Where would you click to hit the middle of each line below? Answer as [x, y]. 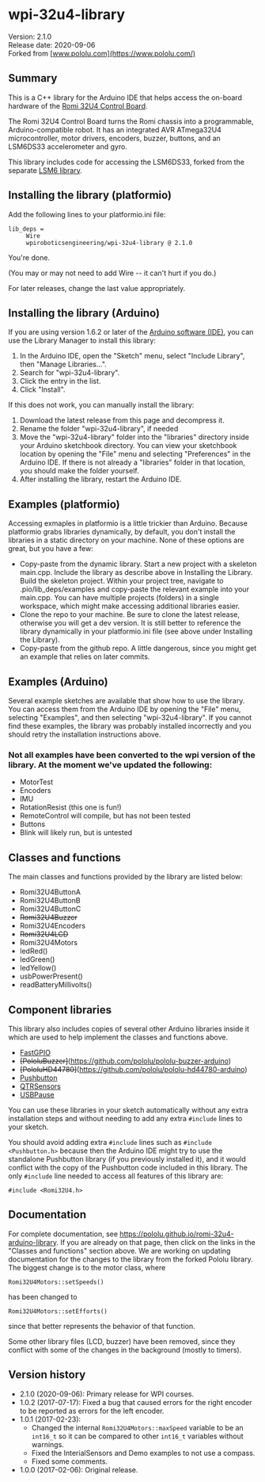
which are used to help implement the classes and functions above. [118, 1037]
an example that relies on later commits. [85, 657]
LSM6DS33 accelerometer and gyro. [68, 146]
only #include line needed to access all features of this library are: [116, 1176]
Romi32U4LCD [44, 934]
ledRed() [34, 951]
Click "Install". [42, 389]
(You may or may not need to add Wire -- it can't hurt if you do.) [112, 273]
